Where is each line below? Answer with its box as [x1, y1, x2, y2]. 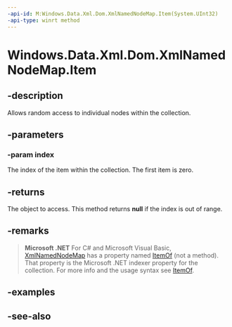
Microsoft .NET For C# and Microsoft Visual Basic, [24, 243, 172, 252]
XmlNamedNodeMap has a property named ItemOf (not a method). [24, 251, 219, 260]
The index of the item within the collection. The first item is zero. [7, 166, 194, 174]
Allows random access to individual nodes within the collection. [7, 108, 191, 116]
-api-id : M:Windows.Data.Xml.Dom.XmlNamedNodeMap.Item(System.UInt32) [7, 10, 219, 18]
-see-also [7, 310, 51, 322]
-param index [7, 149, 55, 159]
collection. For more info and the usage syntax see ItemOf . [24, 266, 195, 274]
